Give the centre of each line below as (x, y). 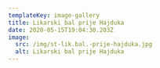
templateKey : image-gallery (54, 15)
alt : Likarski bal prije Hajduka (70, 52)
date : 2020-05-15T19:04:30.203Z (61, 30)
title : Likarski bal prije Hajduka (66, 23)
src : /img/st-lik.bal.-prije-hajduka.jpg (84, 45)
